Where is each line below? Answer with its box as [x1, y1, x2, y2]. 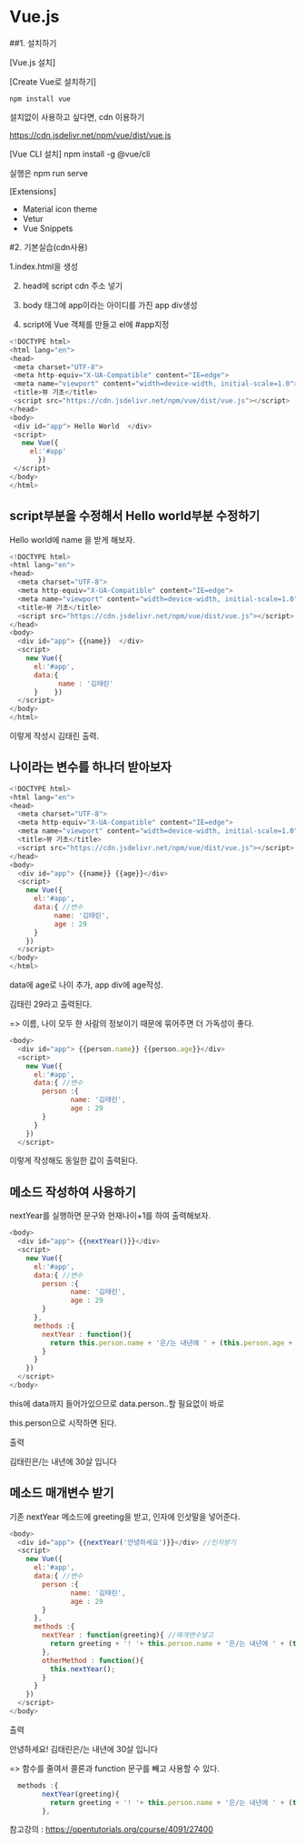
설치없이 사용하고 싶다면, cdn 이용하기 [9, 111, 145, 122]
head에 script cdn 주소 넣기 [22, 280, 123, 291]
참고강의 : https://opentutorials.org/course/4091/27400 [9, 1824, 213, 1835]
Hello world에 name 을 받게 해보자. [9, 534, 136, 545]
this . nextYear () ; [49, 1664, 116, 1674]
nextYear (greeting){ [42, 1789, 120, 1799]
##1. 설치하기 [9, 37, 57, 48]
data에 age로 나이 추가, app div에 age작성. [9, 979, 163, 990]
